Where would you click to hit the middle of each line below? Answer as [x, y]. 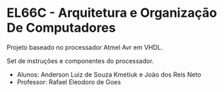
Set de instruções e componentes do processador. [80, 60]
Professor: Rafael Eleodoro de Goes [69, 81]
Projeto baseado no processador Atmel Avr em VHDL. [85, 47]
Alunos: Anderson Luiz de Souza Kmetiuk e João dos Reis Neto [109, 74]
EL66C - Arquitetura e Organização [112, 13]
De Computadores [61, 28]
